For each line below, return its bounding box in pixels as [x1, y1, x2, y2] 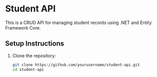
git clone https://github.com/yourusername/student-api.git [12, 62, 140, 67]
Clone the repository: [12, 52, 56, 58]
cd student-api [12, 67, 44, 72]
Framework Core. [5, 24, 41, 30]
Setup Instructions [5, 39, 64, 48]
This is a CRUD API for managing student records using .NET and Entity [5, 19, 152, 25]
